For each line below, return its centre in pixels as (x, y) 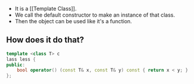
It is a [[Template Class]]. (46, 9)
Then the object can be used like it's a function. (73, 21)
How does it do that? (45, 40)
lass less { (21, 59)
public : (16, 65)
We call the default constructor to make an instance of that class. (95, 15)
